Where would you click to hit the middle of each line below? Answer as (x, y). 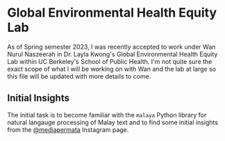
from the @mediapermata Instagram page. (68, 129)
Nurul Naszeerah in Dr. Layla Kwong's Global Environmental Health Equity (112, 54)
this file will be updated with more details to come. (79, 76)
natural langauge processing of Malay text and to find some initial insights (113, 122)
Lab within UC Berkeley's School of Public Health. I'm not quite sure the (110, 61)
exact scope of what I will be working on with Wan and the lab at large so (112, 69)
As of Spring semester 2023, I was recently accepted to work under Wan (111, 47)
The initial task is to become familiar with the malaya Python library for (107, 115)
